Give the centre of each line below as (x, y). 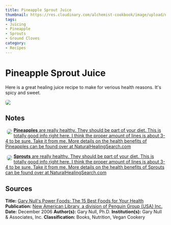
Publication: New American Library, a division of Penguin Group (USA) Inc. (84, 206)
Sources (19, 189)
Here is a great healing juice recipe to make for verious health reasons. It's (83, 87)
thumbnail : (17, 15)
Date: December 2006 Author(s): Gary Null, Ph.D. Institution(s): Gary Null (83, 212)
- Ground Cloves (22, 39)
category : (16, 43)
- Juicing (16, 24)
